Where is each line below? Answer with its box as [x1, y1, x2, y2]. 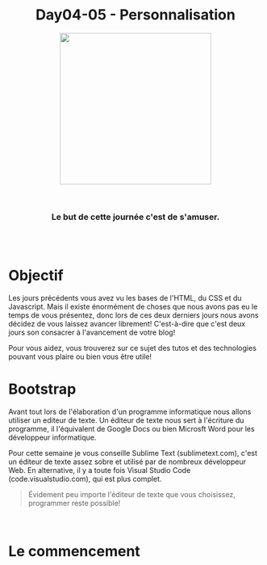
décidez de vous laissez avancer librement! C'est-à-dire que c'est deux [8, 319, 246, 329]
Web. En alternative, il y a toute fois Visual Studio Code [8, 466, 191, 475]
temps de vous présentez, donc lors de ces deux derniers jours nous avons [8, 310, 259, 320]
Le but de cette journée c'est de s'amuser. [51, 211, 220, 222]
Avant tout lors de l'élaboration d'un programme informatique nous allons [8, 407, 252, 417]
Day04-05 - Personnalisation [35, 6, 236, 24]
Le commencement [8, 542, 141, 561]
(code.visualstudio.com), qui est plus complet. [8, 474, 162, 484]
